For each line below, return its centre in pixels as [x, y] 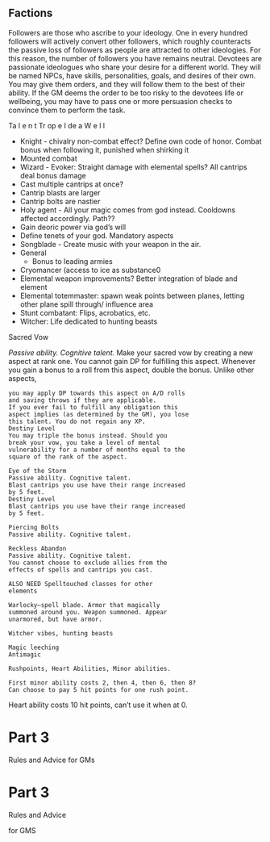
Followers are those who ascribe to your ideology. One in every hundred [128, 32]
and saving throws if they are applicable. [83, 400]
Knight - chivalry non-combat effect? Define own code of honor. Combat [141, 141]
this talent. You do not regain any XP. [77, 421]
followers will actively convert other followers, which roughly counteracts [130, 41]
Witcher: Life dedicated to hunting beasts [89, 321]
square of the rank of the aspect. [68, 457]
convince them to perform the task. [67, 110]
